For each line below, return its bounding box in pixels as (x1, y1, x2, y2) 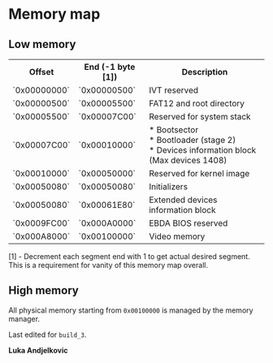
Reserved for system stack (149, 111, 251, 122)
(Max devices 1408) (149, 155, 227, 166)
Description (181, 67, 228, 77)
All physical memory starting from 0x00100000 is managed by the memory (8, 305, 253, 315)
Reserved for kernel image (149, 168, 250, 179)
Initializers (149, 181, 188, 192)
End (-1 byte (84, 62, 136, 72)
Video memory (149, 231, 206, 242)
